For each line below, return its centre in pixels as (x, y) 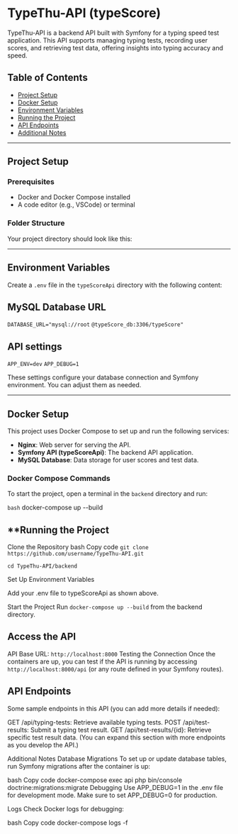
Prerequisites (31, 182)
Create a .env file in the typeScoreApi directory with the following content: (115, 285)
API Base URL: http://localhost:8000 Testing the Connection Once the (112, 654)
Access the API (42, 637)
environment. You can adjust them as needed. (74, 385)
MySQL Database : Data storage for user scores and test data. (108, 460)
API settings (35, 346)
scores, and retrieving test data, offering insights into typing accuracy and (115, 48)
